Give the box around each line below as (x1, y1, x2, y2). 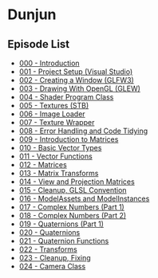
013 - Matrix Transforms (18, 169, 99, 178)
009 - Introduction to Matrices (18, 135, 119, 144)
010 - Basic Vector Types (18, 143, 102, 152)
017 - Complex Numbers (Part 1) (18, 202, 124, 212)
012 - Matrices (18, 160, 67, 169)
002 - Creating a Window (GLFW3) (18, 76, 135, 84)
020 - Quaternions (18, 228, 81, 237)
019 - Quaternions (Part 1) (18, 219, 105, 229)
